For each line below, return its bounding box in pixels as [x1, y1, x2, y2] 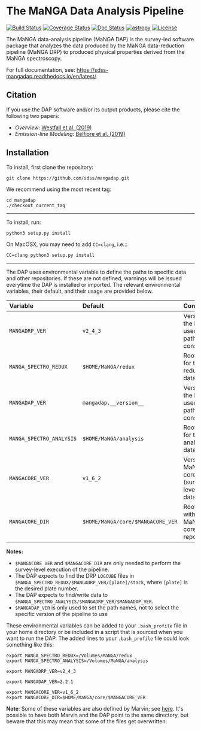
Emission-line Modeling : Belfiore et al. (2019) [14, 130, 126, 137]
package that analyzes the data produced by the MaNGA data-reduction [6, 42, 184, 49]
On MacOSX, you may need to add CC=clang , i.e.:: [6, 241, 128, 248]
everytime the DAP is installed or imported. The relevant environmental [6, 281, 181, 288]
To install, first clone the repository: [6, 163, 94, 171]
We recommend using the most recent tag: [6, 186, 112, 193]
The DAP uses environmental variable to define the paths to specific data [6, 268, 187, 275]
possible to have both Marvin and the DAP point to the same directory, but [6, 711, 189, 718]
